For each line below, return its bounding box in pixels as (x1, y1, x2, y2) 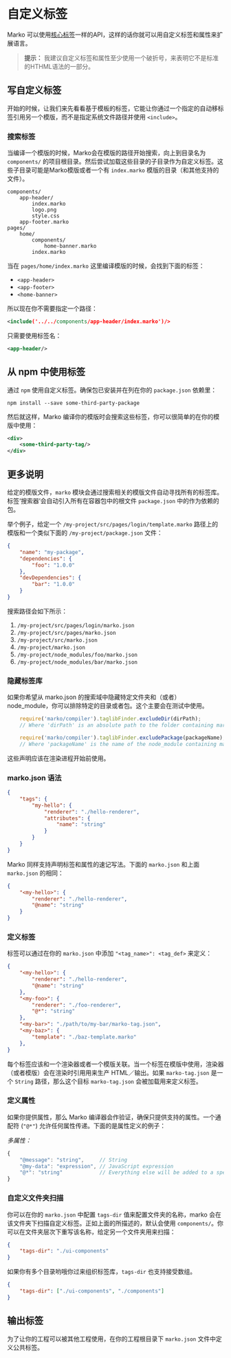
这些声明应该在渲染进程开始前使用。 (7, 754, 110, 762)
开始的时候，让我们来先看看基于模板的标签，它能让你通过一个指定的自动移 (7, 104, 218, 112)
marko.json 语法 (7, 773, 62, 783)
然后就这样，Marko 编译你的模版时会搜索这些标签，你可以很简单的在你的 (7, 412, 214, 421)
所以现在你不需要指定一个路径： (7, 304, 98, 313)
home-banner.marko (43, 243, 97, 250)
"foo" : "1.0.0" (32, 562, 76, 569)
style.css (32, 213, 60, 219)
